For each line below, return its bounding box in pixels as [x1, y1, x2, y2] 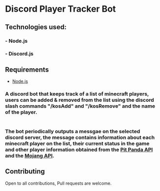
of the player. [5, 109, 38, 115]
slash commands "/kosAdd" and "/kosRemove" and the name [5, 103, 156, 110]
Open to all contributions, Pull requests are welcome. [5, 180, 112, 186]
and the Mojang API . [5, 153, 55, 159]
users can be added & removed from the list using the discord [5, 96, 154, 103]
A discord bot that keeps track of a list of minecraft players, [5, 91, 149, 97]
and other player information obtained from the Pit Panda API [5, 146, 153, 153]
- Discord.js [5, 50, 34, 57]
